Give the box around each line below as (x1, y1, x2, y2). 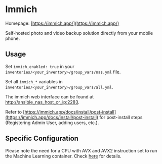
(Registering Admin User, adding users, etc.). (5, 120, 99, 126)
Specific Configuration (5, 134, 78, 143)
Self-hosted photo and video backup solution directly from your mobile (5, 30, 153, 36)
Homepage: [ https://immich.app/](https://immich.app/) (5, 20, 119, 26)
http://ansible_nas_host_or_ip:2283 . (5, 99, 80, 105)
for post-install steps (99, 114, 143, 120)
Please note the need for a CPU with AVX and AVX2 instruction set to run (5, 147, 157, 153)
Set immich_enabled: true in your (5, 63, 74, 69)
